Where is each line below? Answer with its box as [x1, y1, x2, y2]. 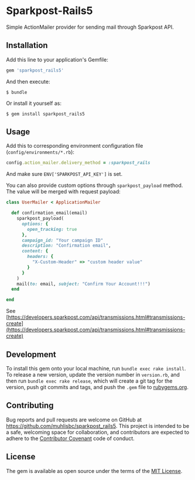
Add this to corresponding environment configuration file [6, 142, 143, 149]
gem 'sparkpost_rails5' [6, 67, 64, 73]
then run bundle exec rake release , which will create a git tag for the [6, 377, 173, 384]
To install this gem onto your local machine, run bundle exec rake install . [6, 365, 186, 372]
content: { [21, 248, 49, 254]
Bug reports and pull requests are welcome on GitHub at [6, 416, 142, 423]
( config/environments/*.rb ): [6, 148, 75, 156]
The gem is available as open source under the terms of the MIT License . [6, 467, 183, 474]
